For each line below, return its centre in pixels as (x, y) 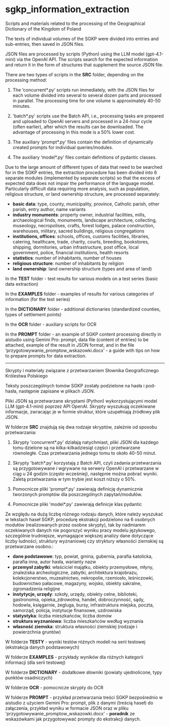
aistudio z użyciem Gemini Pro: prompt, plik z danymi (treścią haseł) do (79, 703)
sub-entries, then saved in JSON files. (45, 44)
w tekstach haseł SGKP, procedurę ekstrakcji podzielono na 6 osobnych (80, 519)
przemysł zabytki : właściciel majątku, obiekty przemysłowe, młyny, (83, 567)
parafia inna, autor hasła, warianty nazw (54, 562)
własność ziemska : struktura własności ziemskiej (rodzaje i (75, 626)
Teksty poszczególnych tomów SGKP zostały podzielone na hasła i (75, 385)
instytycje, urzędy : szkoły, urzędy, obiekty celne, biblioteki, (75, 594)
